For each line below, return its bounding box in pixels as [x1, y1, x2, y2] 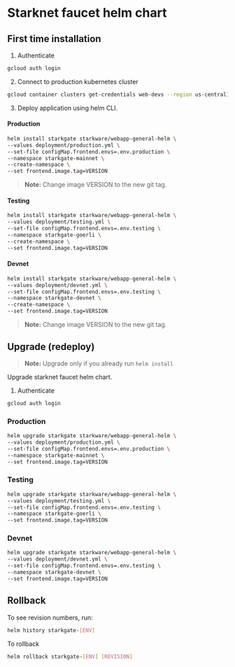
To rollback [7, 639, 40, 648]
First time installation [7, 33, 101, 45]
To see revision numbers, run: [7, 613, 93, 622]
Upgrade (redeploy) [7, 341, 95, 353]
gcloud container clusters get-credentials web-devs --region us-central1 [7, 91, 230, 98]
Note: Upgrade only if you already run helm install [24, 359, 173, 367]
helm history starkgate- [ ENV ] [7, 626, 96, 634]
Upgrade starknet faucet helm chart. [7, 372, 113, 381]
